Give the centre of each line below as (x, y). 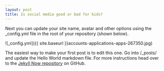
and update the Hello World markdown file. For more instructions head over (82, 58)
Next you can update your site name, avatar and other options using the (79, 28)
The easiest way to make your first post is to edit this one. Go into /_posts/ (81, 53)
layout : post (19, 10)
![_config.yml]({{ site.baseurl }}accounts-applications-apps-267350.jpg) (79, 43)
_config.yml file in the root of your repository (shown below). (67, 34)
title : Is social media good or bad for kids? (54, 14)
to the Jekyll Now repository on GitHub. (45, 63)
